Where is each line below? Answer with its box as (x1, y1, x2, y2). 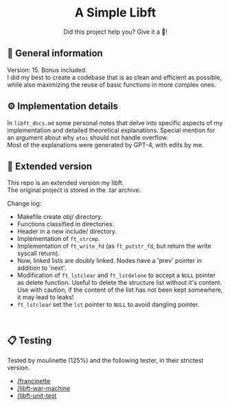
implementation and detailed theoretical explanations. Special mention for (7, 126, 216, 134)
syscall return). (16, 249, 60, 257)
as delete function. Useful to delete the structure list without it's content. (16, 279, 222, 287)
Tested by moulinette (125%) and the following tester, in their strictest (7, 356, 204, 365)
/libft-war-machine (16, 384, 71, 393)
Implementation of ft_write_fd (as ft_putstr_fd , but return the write (16, 242, 211, 250)
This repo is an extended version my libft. (7, 179, 124, 187)
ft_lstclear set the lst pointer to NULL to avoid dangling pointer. (16, 301, 200, 309)
